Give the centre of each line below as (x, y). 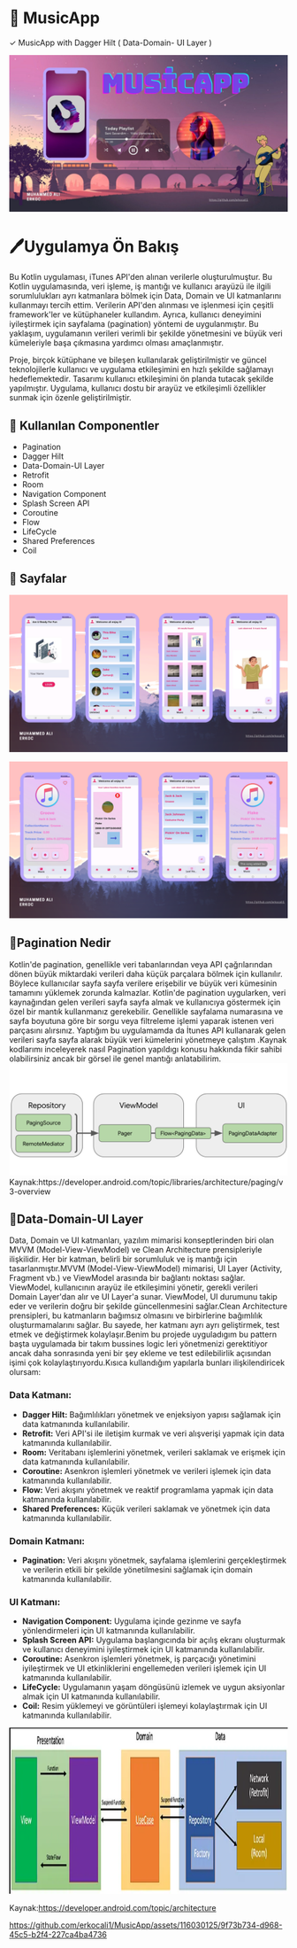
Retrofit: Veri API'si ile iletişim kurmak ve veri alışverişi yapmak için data (153, 1433)
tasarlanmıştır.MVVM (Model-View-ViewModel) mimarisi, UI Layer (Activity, (146, 1269)
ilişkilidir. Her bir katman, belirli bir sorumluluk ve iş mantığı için (123, 1259)
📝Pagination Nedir (60, 943)
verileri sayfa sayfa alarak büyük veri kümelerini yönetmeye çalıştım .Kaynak (148, 1039)
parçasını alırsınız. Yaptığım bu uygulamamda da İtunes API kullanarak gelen (147, 1030)
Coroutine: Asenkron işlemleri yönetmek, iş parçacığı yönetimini (139, 1659)
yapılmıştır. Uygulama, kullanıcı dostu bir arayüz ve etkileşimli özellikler (138, 388)
